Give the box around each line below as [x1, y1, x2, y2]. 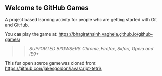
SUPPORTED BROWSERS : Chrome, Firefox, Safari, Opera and [29, 46, 154, 51]
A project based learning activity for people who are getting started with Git [5, 16, 157, 22]
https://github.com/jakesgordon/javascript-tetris [5, 65, 102, 71]
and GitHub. [5, 22, 29, 28]
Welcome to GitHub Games [5, 4, 89, 12]
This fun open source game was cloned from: [5, 60, 97, 66]
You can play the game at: [5, 31, 58, 37]
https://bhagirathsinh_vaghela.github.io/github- [58, 31, 153, 37]
